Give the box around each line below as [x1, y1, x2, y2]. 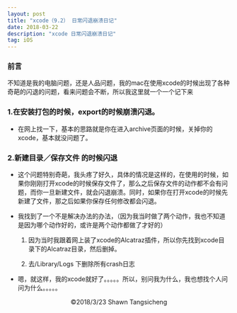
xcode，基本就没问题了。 [17, 133, 92, 142]
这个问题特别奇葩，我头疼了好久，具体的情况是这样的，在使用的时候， [17, 171, 223, 179]
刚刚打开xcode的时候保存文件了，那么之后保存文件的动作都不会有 [30, 179, 222, 188]
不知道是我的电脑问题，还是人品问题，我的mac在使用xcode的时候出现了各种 [7, 79, 230, 87]
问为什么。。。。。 [17, 284, 62, 292]
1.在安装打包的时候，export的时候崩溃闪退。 [7, 107, 159, 117]
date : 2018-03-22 [7, 23, 59, 30]
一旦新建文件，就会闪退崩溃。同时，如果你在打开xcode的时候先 [42, 188, 229, 197]
